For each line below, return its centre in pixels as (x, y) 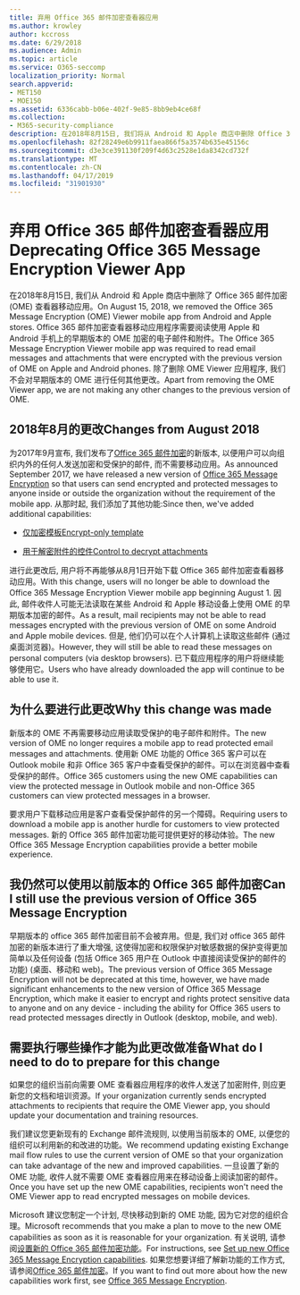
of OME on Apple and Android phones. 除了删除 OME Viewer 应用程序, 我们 (147, 368)
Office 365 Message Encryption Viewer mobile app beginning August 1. (141, 592)
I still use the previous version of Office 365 (133, 899)
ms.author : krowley (46, 26)
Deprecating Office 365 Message (135, 250)
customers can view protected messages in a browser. (110, 795)
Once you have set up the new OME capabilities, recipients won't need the (146, 1187)
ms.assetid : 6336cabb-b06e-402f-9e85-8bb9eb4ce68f (105, 109)
